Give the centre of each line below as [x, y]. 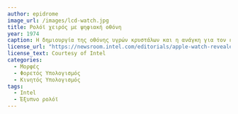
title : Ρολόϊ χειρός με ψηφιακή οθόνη [64, 27]
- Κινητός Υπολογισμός [47, 80]
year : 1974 [23, 34]
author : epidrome [33, 14]
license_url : [27, 47]
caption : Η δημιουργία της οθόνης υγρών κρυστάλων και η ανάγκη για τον [117, 40]
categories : [25, 60]
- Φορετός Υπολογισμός [47, 73]
